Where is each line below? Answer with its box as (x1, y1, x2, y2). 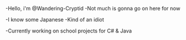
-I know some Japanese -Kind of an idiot (5, 16, 104, 23)
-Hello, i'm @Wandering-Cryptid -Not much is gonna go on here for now (5, 5, 181, 12)
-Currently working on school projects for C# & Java (5, 27, 133, 34)
